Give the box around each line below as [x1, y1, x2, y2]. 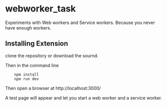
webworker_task [5, 3, 76, 14]
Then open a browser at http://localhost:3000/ [5, 85, 101, 91]
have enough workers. [5, 24, 51, 30]
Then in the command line [5, 62, 59, 68]
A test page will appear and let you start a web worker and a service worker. [5, 94, 162, 100]
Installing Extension [5, 39, 68, 48]
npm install [14, 72, 39, 77]
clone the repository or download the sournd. [5, 52, 98, 58]
